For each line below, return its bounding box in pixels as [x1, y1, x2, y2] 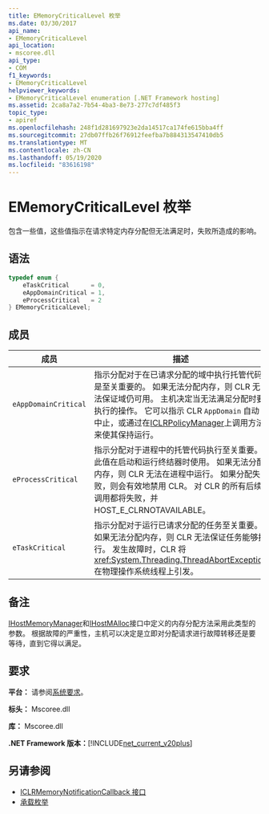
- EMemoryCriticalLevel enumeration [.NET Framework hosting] [8, 94, 220, 102]
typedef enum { [8, 274, 59, 282]
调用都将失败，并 [94, 493, 159, 504]
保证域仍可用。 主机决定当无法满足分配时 [102, 393, 257, 405]
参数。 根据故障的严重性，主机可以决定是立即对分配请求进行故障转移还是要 [8, 628, 256, 638]
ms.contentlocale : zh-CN [8, 146, 91, 154]
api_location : [8, 42, 56, 50]
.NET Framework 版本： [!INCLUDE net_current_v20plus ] [8, 738, 193, 747]
